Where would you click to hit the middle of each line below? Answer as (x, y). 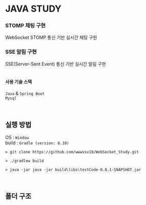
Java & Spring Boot (25, 93)
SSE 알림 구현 (21, 52)
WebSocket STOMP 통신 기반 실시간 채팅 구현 (51, 37)
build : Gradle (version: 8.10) (37, 143)
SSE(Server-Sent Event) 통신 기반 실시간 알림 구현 (56, 64)
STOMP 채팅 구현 (26, 26)
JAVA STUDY (33, 9)
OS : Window (17, 137)
